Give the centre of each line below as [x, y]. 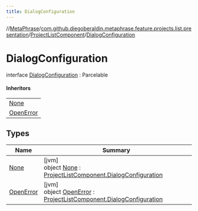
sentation [17, 34]
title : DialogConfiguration [41, 11]
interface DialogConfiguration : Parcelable [57, 75]
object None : [62, 167]
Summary [116, 150]
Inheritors [19, 88]
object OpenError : [70, 192]
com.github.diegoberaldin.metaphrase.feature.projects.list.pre [116, 28]
